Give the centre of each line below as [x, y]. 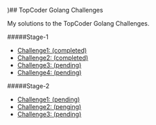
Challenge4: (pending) [49, 73]
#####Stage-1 [28, 37]
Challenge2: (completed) [53, 58]
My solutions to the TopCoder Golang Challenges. [78, 23]
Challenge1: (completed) [52, 50]
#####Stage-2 [28, 86]
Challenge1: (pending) [49, 99]
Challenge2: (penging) [49, 107]
